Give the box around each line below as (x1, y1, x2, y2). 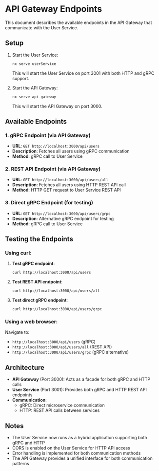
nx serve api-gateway (12, 94, 56, 99)
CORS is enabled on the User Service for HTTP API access (12, 445, 130, 451)
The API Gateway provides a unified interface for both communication (12, 455, 153, 461)
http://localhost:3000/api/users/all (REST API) (12, 344, 112, 350)
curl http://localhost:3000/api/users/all (12, 288, 100, 294)
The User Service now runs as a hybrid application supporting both (12, 435, 147, 441)
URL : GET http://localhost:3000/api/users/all (12, 177, 109, 183)
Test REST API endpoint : (12, 279, 62, 285)
